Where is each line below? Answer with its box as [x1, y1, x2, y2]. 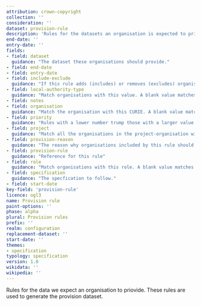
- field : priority [6, 114, 52, 120]
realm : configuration [6, 225, 60, 231]
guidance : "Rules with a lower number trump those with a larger [11, 120, 178, 126]
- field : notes [6, 97, 44, 103]
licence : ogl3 [6, 192, 42, 198]
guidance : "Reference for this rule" [11, 153, 106, 159]
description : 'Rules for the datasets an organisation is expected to [6, 31, 186, 37]
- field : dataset [6, 53, 50, 59]
